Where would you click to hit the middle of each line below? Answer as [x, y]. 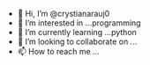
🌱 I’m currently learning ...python [77, 32]
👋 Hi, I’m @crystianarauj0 [64, 14]
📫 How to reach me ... [58, 51]
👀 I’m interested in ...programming [79, 23]
